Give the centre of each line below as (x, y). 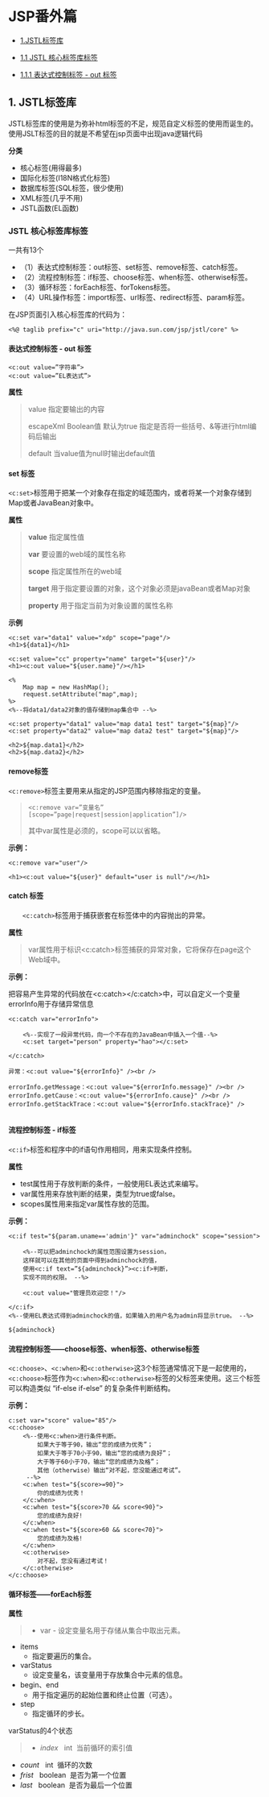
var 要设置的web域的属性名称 (77, 554)
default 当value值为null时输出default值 (92, 454)
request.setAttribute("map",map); (80, 695)
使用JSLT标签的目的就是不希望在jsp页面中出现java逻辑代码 (106, 133)
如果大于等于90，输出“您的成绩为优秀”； (96, 1445)
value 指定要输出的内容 (66, 409)
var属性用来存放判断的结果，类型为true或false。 (100, 1194)
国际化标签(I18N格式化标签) (65, 177)
